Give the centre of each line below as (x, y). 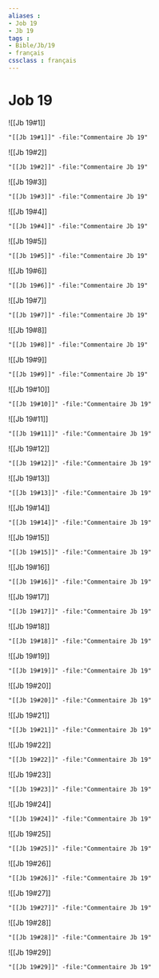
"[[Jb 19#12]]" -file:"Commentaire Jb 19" (80, 463)
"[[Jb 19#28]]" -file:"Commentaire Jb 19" (80, 937)
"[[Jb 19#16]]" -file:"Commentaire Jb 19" (80, 582)
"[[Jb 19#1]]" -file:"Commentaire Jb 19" (78, 137)
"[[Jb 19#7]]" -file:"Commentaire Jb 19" (78, 315)
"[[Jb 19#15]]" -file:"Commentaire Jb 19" (80, 552)
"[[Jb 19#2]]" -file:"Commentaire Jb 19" (78, 167)
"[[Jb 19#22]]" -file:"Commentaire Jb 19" (80, 759)
